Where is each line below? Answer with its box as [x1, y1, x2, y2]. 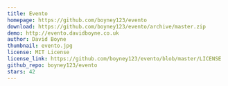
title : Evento [7, 10, 49, 17]
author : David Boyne [7, 36, 67, 43]
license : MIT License [7, 49, 70, 56]
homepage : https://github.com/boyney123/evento [7, 17, 148, 24]
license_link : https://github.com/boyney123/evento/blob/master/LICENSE [7, 55, 222, 62]
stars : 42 [7, 68, 36, 75]
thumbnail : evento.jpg [7, 42, 73, 49]
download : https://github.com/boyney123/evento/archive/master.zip [7, 23, 207, 30]
